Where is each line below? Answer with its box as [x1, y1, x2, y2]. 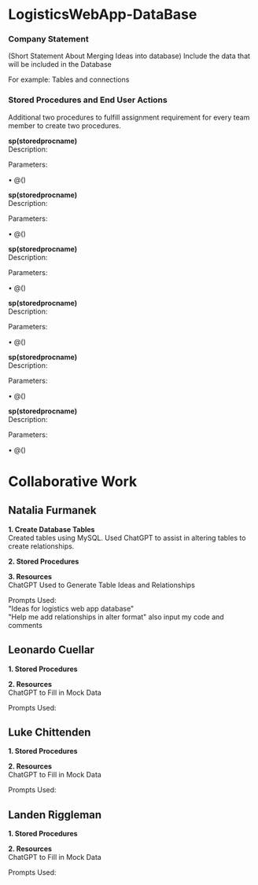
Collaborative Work [8, 472, 138, 490]
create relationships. [8, 541, 75, 551]
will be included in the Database [8, 60, 112, 69]
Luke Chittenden [8, 725, 91, 739]
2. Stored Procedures [8, 556, 79, 566]
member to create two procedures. [8, 120, 122, 130]
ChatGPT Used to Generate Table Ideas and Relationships [8, 580, 195, 589]
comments [8, 620, 43, 630]
